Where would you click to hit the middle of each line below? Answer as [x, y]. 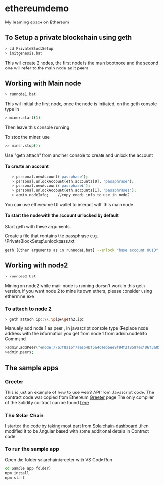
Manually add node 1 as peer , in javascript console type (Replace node [77, 328]
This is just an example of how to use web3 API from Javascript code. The [80, 392]
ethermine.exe [20, 296]
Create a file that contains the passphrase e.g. [51, 236]
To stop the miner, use [28, 137]
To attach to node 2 [29, 309]
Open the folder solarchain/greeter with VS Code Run [59, 460]
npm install [17, 473]
